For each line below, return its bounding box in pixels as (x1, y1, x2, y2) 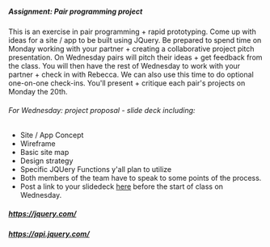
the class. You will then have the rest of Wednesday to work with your (8, 61, 241, 70)
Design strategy (19, 156, 74, 165)
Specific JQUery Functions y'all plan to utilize (19, 165, 172, 174)
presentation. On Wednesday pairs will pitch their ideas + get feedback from (8, 52, 263, 62)
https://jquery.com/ (8, 208, 77, 218)
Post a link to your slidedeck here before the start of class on (19, 182, 224, 191)
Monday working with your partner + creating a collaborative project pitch (8, 44, 255, 53)
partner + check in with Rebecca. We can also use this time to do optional (8, 69, 255, 79)
